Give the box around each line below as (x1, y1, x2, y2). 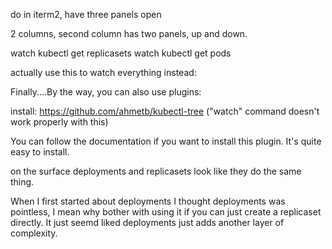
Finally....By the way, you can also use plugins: (10, 86, 202, 98)
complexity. (10, 227, 58, 239)
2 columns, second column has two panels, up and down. (10, 28, 248, 39)
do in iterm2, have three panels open (10, 9, 162, 20)
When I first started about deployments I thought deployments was (10, 195, 286, 207)
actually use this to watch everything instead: (10, 67, 197, 78)
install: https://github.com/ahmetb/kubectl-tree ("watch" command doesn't (10, 105, 320, 117)
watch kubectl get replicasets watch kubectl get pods (10, 47, 232, 59)
